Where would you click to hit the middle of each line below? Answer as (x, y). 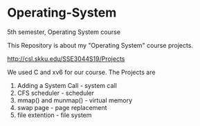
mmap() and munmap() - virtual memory (75, 100)
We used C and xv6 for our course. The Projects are (81, 72)
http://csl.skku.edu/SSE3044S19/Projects (66, 58)
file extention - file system (54, 115)
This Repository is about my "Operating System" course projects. (100, 45)
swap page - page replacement (62, 107)
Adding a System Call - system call (67, 85)
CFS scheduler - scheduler (56, 93)
